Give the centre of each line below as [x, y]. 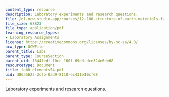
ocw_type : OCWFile [24, 47]
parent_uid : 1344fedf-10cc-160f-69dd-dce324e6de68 [59, 61]
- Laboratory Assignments [32, 38]
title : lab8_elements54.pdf [35, 70]
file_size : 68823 [23, 24]
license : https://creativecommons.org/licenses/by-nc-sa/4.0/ [72, 42]
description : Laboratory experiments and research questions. [72, 14]
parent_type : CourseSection [35, 56]
